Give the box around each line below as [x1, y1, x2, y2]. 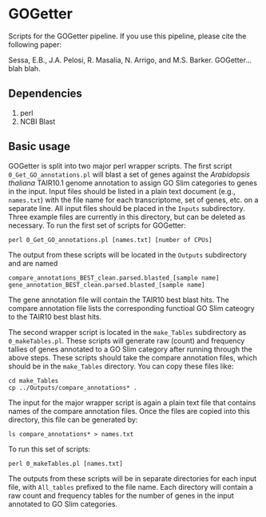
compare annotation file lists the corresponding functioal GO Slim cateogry [8, 303, 256, 312]
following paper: [8, 39, 62, 49]
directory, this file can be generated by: [8, 415, 138, 424]
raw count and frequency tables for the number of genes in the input [8, 491, 234, 500]
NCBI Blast [19, 117, 56, 126]
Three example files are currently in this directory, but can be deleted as [8, 212, 246, 221]
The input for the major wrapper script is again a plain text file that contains [8, 397, 256, 408]
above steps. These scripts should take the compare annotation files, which [8, 352, 257, 362]
